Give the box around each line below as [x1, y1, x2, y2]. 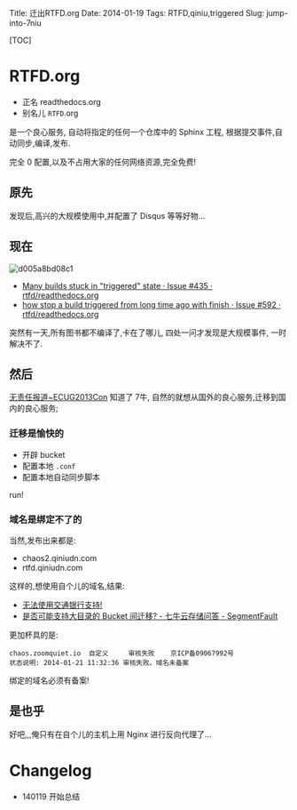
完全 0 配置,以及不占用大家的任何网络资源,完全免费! [9, 156, 197, 167]
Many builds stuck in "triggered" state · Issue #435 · [21, 280, 213, 291]
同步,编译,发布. [16, 137, 71, 148]
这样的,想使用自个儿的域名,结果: [9, 581, 126, 591]
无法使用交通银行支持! [21, 599, 103, 610]
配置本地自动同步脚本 [21, 471, 100, 482]
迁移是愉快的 [9, 428, 65, 440]
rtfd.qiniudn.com [21, 562, 83, 573]
